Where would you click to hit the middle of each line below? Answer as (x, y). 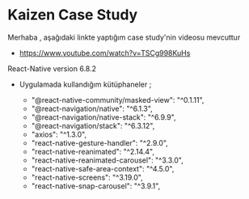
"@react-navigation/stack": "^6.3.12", (93, 125)
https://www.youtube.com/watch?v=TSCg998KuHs (105, 53)
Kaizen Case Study (73, 15)
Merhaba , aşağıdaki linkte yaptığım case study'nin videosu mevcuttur (124, 37)
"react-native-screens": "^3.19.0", (87, 177)
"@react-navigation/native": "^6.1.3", (92, 108)
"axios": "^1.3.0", (59, 134)
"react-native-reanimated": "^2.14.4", (93, 151)
